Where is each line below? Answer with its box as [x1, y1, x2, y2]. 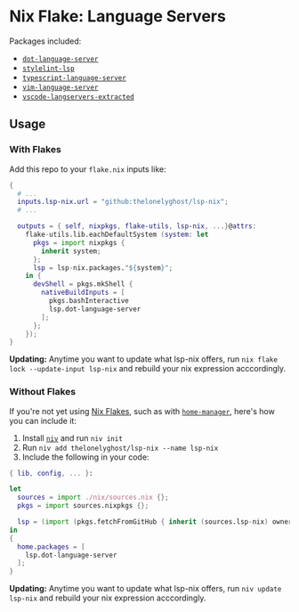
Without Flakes [9, 386, 77, 398]
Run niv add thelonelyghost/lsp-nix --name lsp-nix [21, 442, 219, 453]
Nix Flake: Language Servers [9, 6, 227, 27]
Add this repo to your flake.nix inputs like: [9, 163, 166, 175]
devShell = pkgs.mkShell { [32, 280, 133, 289]
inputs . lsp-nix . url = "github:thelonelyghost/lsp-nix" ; [17, 198, 229, 207]
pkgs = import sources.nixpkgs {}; [17, 502, 149, 510]
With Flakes [9, 143, 62, 156]
